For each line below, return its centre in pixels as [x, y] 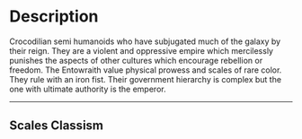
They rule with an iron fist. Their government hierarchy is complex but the [145, 79]
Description [54, 17]
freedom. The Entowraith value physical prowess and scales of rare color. [146, 70]
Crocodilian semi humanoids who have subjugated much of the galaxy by [145, 41]
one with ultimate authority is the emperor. [88, 89]
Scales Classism [56, 126]
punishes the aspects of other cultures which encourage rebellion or [136, 60]
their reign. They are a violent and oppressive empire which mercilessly [142, 50]
